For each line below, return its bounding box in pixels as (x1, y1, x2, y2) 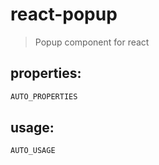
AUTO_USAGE (10, 146, 56, 156)
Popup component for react (34, 36, 150, 48)
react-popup (10, 3, 118, 26)
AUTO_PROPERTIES (10, 91, 78, 102)
